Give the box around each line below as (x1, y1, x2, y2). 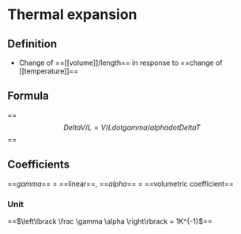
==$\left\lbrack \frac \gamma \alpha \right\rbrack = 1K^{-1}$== (7, 216, 213, 226)
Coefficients (7, 158, 70, 172)
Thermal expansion (7, 6, 137, 24)
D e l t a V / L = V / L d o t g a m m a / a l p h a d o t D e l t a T (63, 123, 201, 132)
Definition (7, 37, 57, 51)
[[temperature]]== (18, 66, 79, 76)
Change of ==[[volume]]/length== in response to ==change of (18, 58, 223, 67)
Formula (7, 89, 49, 103)
